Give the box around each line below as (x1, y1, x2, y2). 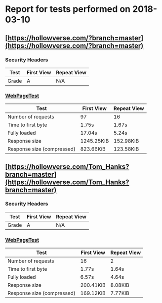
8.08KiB (110, 282, 129, 289)
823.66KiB (80, 146, 106, 152)
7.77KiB (110, 290, 129, 297)
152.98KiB (113, 138, 139, 145)
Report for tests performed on (5, 3, 131, 15)
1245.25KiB (80, 138, 109, 145)
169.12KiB (80, 290, 106, 297)
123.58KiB (113, 146, 139, 152)
